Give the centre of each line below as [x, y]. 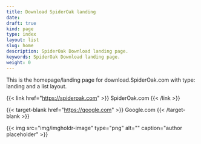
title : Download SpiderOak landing [51, 12]
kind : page [20, 29]
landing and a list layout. [37, 86]
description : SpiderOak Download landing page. [68, 51]
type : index [21, 34]
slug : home [20, 46]
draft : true [21, 23]
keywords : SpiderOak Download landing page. [63, 57]
